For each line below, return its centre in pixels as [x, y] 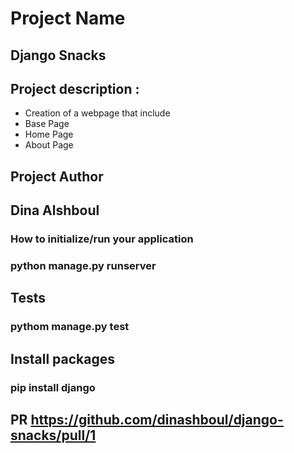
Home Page [49, 134]
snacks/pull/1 [53, 435]
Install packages [62, 358]
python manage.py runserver [83, 266]
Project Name [68, 18]
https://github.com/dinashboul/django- [157, 420]
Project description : [75, 88]
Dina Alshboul [55, 210]
